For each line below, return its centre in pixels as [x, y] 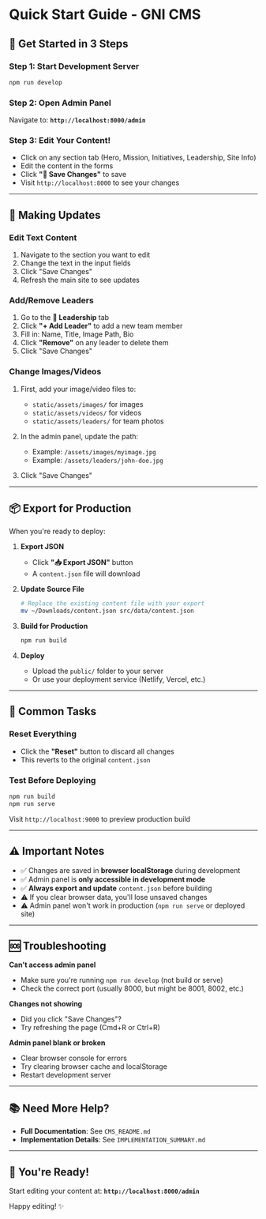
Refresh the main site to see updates [80, 280]
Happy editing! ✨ [37, 1206]
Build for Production [54, 626]
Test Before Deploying [52, 780]
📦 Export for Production [70, 508]
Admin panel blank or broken [57, 1043]
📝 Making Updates [55, 215]
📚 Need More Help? [59, 1108]
